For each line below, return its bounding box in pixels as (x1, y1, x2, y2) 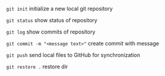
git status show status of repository (6, 17, 97, 23)
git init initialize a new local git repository (6, 5, 113, 12)
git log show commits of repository (6, 28, 96, 35)
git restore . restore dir (6, 63, 68, 70)
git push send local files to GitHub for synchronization (6, 51, 140, 59)
